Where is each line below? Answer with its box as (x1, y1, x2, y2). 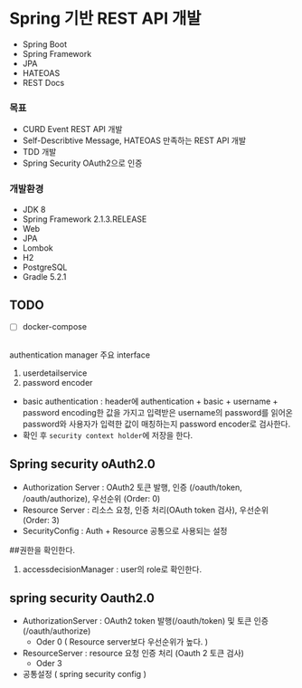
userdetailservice (22, 368, 88, 378)
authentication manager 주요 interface (9, 349, 151, 360)
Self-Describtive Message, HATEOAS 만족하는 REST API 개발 (22, 135, 247, 146)
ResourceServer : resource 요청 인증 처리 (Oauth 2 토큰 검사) (22, 648, 244, 659)
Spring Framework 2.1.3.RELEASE (22, 214, 147, 225)
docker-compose (22, 321, 88, 332)
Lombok (22, 242, 54, 253)
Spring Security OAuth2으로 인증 (22, 158, 143, 168)
